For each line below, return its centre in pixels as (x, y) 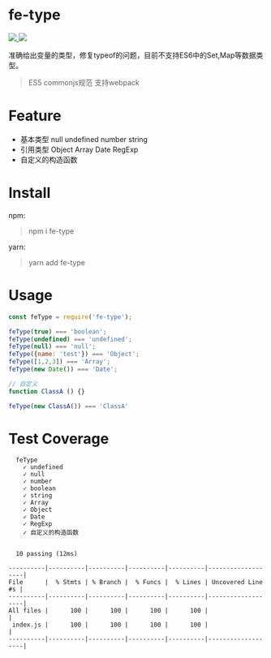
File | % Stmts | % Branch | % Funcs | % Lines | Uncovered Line (136, 583)
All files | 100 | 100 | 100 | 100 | (108, 611)
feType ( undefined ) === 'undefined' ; (70, 339)
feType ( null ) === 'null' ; (52, 346)
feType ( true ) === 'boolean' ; (58, 331)
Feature (35, 116)
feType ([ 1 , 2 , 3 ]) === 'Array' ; (60, 362)
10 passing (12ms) (47, 554)
